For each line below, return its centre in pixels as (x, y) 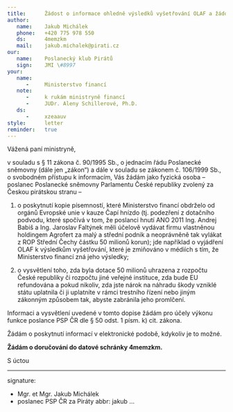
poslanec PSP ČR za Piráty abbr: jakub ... (76, 402)
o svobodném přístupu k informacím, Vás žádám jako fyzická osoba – (106, 177)
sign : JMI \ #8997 (46, 65)
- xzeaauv (46, 116)
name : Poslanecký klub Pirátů (64, 59)
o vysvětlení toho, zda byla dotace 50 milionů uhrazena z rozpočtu (112, 270)
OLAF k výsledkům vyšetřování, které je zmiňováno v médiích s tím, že (118, 249)
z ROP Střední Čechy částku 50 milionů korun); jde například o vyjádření (120, 242)
